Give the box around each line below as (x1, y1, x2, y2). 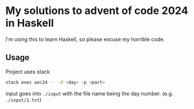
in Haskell (5, 16, 54, 30)
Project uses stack (5, 68, 50, 75)
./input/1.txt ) (5, 96, 42, 103)
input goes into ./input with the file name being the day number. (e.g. (5, 90, 174, 97)
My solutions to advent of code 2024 (5, 4, 188, 17)
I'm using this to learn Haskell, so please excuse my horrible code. (5, 36, 165, 43)
